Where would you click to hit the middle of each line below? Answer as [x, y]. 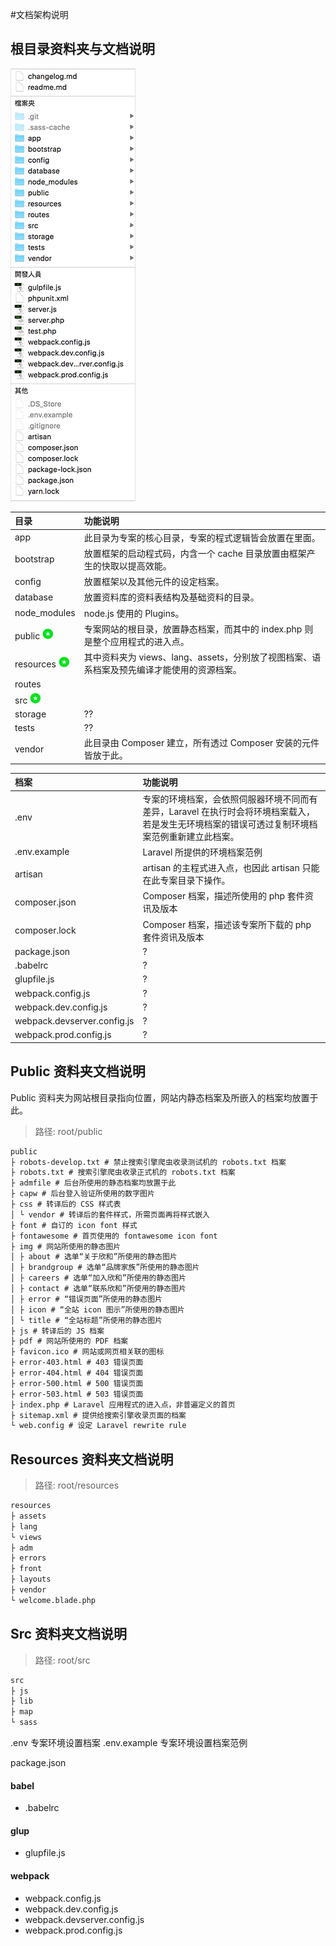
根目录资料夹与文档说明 [82, 49]
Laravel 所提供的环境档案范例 [202, 852]
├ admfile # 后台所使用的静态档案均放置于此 [93, 1183]
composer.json [45, 902]
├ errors [28, 1558]
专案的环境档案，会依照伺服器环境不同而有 [230, 799]
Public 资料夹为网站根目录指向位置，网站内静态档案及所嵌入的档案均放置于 [164, 1097]
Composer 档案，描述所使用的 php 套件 [223, 896]
